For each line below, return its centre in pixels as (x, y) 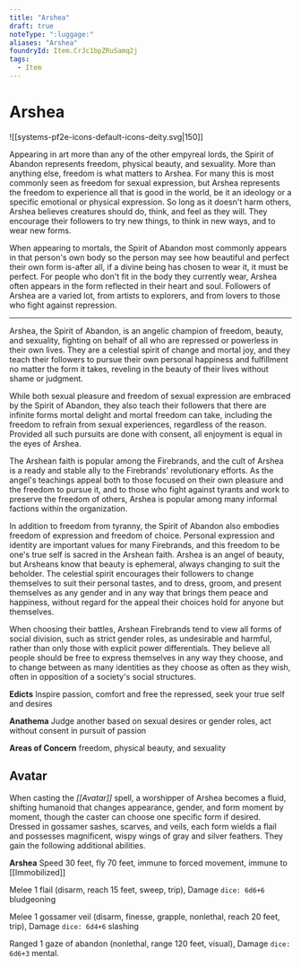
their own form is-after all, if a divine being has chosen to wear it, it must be (149, 266)
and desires (31, 703)
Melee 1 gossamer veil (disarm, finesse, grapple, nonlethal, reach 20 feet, (145, 917)
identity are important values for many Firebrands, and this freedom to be (145, 544)
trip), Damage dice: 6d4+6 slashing (74, 926)
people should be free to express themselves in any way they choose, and (146, 657)
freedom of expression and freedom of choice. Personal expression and (142, 535)
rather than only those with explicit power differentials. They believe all (140, 648)
